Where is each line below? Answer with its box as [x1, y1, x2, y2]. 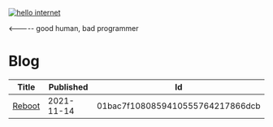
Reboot [12, 100, 41, 112]
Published [48, 81, 89, 93]
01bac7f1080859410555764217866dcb [96, 100, 261, 112]
